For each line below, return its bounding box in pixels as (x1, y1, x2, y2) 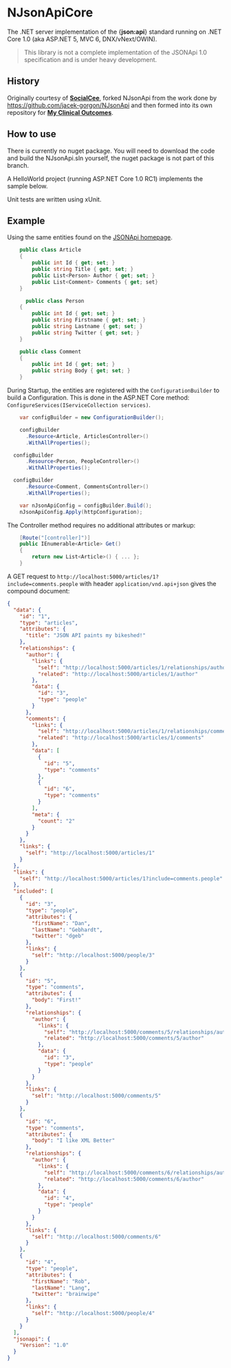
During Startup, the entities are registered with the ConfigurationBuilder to (7, 387, 220, 394)
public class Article (19, 246, 81, 254)
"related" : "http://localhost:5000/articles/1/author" (37, 671, 198, 677)
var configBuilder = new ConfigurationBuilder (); (19, 414, 165, 421)
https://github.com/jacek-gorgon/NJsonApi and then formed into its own (7, 101, 213, 109)
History (7, 76, 40, 87)
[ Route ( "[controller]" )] (19, 534, 91, 541)
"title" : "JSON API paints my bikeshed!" (25, 632, 146, 639)
